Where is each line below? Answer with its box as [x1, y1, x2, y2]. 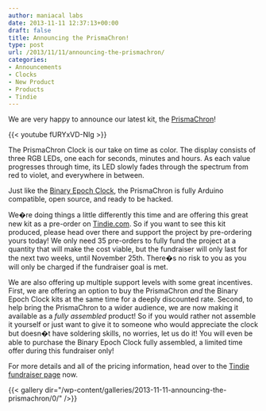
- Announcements [8, 63, 62, 71]
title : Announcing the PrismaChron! [8, 33, 129, 42]
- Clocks [8, 71, 37, 79]
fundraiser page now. [8, 370, 78, 379]
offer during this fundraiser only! [8, 346, 114, 355]
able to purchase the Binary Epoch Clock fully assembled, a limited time [8, 338, 243, 348]
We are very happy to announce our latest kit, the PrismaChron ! [8, 114, 217, 124]
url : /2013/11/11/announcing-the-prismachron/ [8, 48, 165, 56]
